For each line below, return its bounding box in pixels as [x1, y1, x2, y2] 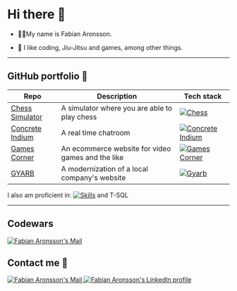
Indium [11, 132, 34, 142]
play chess [61, 112, 97, 122]
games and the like [61, 152, 124, 162]
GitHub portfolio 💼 [7, 70, 88, 82]
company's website [61, 173, 126, 182]
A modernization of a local [61, 163, 148, 173]
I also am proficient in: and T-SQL [7, 190, 129, 199]
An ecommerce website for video [61, 144, 171, 154]
